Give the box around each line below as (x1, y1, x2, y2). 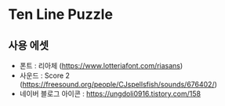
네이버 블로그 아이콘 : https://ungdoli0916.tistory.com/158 (19, 89, 201, 98)
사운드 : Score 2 (19, 71, 71, 80)
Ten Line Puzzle (8, 5, 114, 24)
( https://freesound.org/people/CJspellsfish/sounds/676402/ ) (19, 80, 218, 89)
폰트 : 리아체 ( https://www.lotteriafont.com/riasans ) (19, 61, 183, 70)
